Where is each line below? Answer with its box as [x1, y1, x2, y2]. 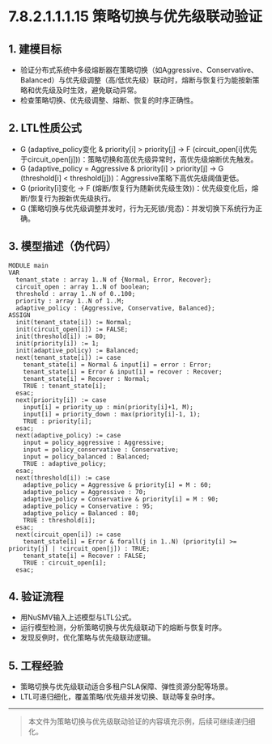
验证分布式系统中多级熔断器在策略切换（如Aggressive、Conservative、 [19, 66, 259, 74]
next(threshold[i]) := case [15, 474, 111, 482]
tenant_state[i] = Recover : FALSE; [23, 552, 147, 560]
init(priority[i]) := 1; [15, 339, 100, 348]
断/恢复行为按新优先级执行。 [19, 193, 116, 203]
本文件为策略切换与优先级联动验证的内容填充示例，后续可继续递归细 [28, 717, 256, 726]
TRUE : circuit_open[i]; [23, 559, 107, 567]
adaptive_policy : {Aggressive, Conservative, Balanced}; [15, 304, 216, 312]
